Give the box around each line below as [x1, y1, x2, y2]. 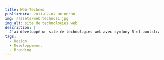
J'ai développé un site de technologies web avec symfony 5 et [9, 30, 141, 34]
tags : [5, 34, 16, 39]
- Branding [9, 47, 32, 52]
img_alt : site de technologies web [5, 20, 78, 26]
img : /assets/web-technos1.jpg [5, 16, 69, 21]
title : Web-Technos [5, 7, 45, 12]
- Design [9, 39, 27, 44]
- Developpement [9, 43, 42, 48]
